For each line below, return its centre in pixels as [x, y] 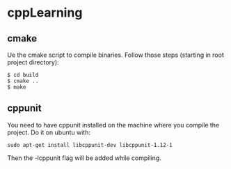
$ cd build [23, 75]
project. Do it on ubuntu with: [49, 132]
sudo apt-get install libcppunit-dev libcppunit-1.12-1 [90, 145]
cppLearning [45, 13]
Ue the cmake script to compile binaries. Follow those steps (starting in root [115, 55]
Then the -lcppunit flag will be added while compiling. [84, 158]
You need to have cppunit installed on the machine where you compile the [113, 125]
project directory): [33, 62]
